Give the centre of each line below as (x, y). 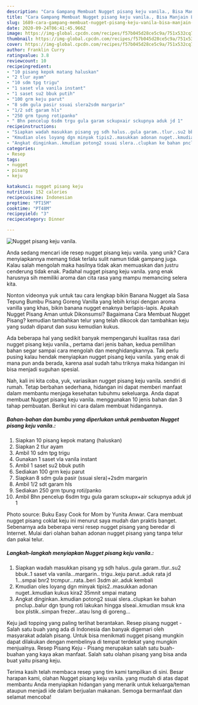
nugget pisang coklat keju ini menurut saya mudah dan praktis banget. (92, 520)
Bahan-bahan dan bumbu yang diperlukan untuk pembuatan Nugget (93, 419)
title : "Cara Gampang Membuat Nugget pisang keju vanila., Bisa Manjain (98, 17)
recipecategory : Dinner (36, 219)
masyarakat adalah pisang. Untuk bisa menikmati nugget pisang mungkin (95, 635)
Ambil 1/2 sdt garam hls (43, 484)
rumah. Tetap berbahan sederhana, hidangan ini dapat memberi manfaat (95, 387)
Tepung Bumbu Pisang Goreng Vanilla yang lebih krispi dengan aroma (91, 302)
